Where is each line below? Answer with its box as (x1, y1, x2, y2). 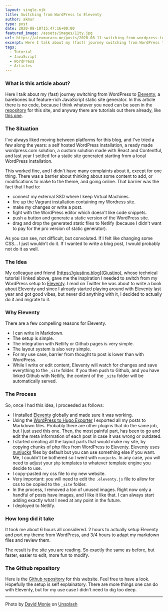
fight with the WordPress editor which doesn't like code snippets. (12, 209, 147, 215)
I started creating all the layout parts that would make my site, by (12, 438, 146, 444)
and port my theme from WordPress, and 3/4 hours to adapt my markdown (5, 532, 159, 538)
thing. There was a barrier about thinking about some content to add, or (5, 173, 153, 179)
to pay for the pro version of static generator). (12, 225, 107, 231)
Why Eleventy (5, 309, 40, 316)
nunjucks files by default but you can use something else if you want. (12, 449, 155, 455)
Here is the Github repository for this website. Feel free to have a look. (5, 576, 150, 582)
